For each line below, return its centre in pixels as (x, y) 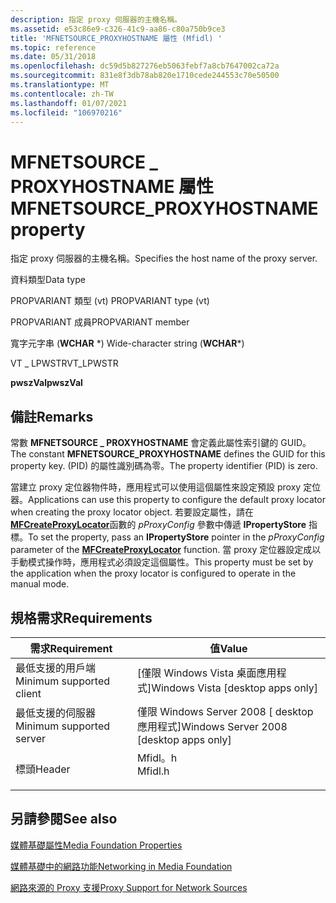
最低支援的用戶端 (56, 668)
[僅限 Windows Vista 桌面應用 (206, 673)
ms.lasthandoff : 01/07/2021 (69, 103)
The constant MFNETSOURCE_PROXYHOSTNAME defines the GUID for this (168, 454)
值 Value (228, 648)
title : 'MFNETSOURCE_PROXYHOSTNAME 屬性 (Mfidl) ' (116, 38)
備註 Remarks (52, 416)
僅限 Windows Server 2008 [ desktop (225, 711)
